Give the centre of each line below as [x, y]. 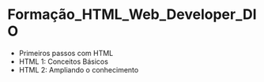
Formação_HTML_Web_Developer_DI [132, 15]
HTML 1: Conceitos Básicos [63, 61]
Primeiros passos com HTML [66, 53]
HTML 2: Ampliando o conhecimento [79, 69]
